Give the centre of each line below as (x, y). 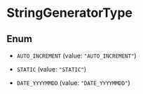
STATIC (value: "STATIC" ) (52, 69)
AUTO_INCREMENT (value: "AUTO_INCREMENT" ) (77, 55)
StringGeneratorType (69, 13)
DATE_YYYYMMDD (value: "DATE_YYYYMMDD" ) (73, 83)
